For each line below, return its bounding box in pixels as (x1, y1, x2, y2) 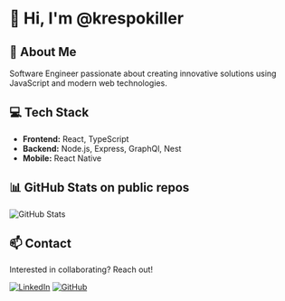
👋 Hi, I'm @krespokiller (9, 8, 184, 29)
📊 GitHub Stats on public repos (9, 180, 190, 195)
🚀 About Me (9, 44, 77, 60)
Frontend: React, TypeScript (22, 133, 129, 144)
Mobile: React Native (22, 153, 102, 164)
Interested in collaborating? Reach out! (9, 264, 154, 275)
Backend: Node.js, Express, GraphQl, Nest (22, 143, 182, 154)
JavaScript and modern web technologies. (9, 78, 167, 89)
